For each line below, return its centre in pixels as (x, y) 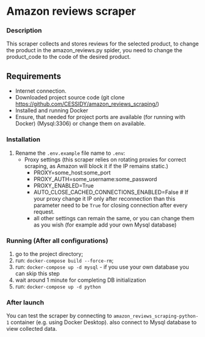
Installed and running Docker (52, 110)
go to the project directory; (49, 254)
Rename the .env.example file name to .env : (70, 153)
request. (44, 211)
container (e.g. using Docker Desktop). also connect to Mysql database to (104, 322)
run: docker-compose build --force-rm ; (64, 260)
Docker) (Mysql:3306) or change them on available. (80, 123)
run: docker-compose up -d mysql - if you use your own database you (102, 267)
